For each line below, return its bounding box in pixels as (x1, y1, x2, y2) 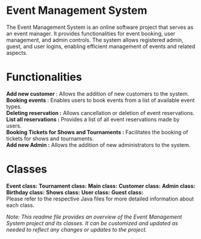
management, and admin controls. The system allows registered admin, (6, 36, 184, 43)
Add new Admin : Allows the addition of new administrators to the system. (6, 141, 191, 148)
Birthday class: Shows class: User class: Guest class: (6, 188, 143, 196)
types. (6, 103, 22, 110)
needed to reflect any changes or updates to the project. (6, 226, 147, 233)
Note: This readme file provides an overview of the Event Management (6, 213, 182, 220)
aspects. (6, 49, 28, 56)
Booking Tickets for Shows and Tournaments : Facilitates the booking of (6, 128, 188, 135)
